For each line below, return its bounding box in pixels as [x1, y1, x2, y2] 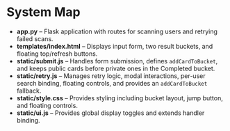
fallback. [16, 86, 42, 95]
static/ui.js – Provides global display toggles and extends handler [16, 109, 205, 117]
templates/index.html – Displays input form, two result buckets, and [16, 42, 213, 50]
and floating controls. [16, 101, 78, 109]
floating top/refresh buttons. [16, 49, 98, 58]
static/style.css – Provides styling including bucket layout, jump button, [16, 93, 223, 102]
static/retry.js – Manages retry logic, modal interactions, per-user [16, 71, 206, 80]
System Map [6, 4, 81, 20]
